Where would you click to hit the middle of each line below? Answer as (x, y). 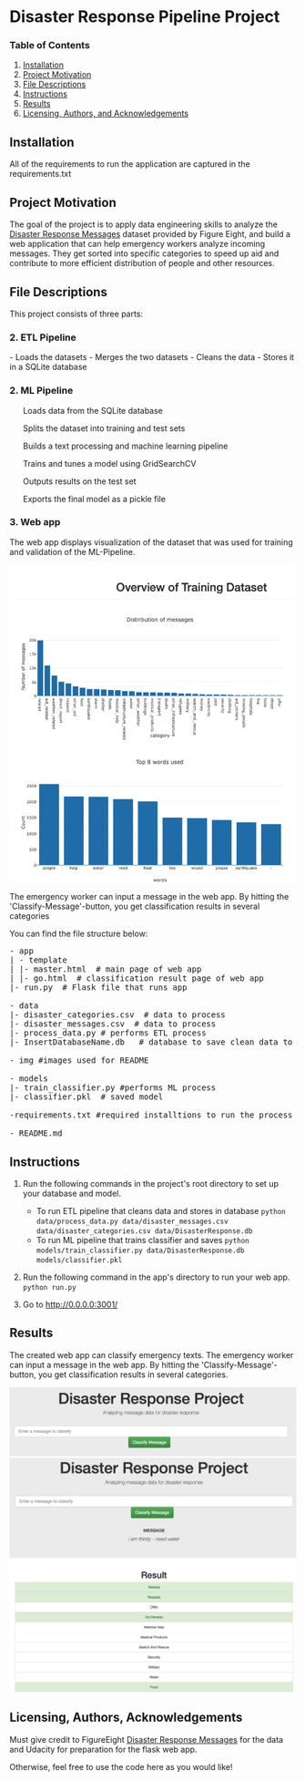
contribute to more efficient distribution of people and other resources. (142, 263)
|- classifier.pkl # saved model (86, 1097)
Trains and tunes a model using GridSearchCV (109, 463)
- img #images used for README (79, 1060)
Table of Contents (50, 46)
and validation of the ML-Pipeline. (72, 551)
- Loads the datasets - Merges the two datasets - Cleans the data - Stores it (152, 357)
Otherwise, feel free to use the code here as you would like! (122, 1766)
